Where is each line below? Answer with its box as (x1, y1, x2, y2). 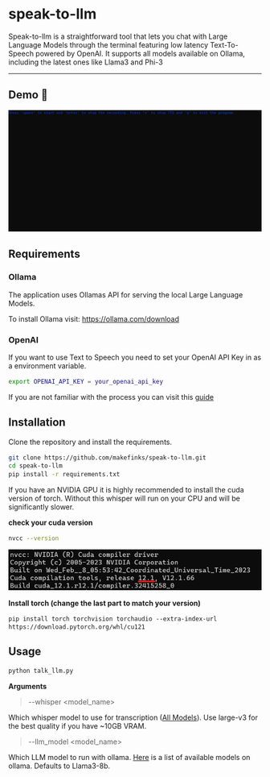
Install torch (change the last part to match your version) (8, 598, 201, 608)
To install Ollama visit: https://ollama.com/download (8, 314, 179, 323)
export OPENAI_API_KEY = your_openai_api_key (8, 377, 163, 385)
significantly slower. (8, 502, 75, 512)
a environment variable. (8, 360, 87, 371)
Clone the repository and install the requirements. (8, 437, 173, 447)
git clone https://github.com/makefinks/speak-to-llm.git (8, 453, 207, 462)
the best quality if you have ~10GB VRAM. (8, 721, 147, 731)
